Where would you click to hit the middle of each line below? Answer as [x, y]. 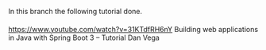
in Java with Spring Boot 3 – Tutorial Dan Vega [84, 37]
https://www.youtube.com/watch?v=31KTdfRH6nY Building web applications [133, 29]
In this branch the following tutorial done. [75, 11]
